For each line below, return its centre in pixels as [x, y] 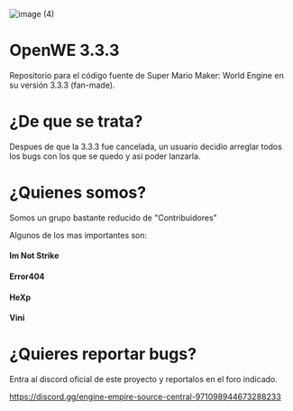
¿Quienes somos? [78, 193]
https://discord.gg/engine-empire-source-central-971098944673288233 [145, 397]
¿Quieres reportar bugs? [103, 355]
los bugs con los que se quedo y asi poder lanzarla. [105, 156]
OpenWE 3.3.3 [64, 51]
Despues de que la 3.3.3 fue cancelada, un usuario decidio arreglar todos [146, 146]
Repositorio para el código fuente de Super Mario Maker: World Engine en [146, 75]
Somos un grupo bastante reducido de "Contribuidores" [114, 218]
